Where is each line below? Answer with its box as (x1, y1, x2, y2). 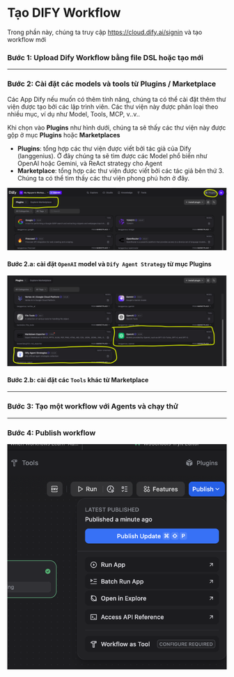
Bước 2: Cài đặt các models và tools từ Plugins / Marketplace (7, 79, 217, 89)
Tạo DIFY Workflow (7, 5, 121, 21)
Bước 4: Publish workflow (7, 427, 96, 437)
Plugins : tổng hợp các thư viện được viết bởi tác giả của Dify (17, 144, 192, 153)
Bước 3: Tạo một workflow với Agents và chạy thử (7, 402, 179, 411)
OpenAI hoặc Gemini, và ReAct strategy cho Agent (17, 159, 162, 167)
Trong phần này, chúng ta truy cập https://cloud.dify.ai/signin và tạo (7, 28, 203, 36)
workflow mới (7, 35, 47, 43)
